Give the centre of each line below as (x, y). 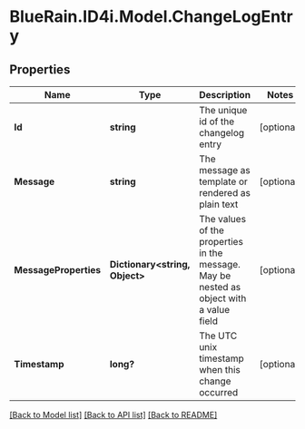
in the (211, 253)
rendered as (225, 193)
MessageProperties (58, 270)
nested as (220, 287)
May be (215, 276)
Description (225, 95)
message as (225, 170)
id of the (216, 122)
